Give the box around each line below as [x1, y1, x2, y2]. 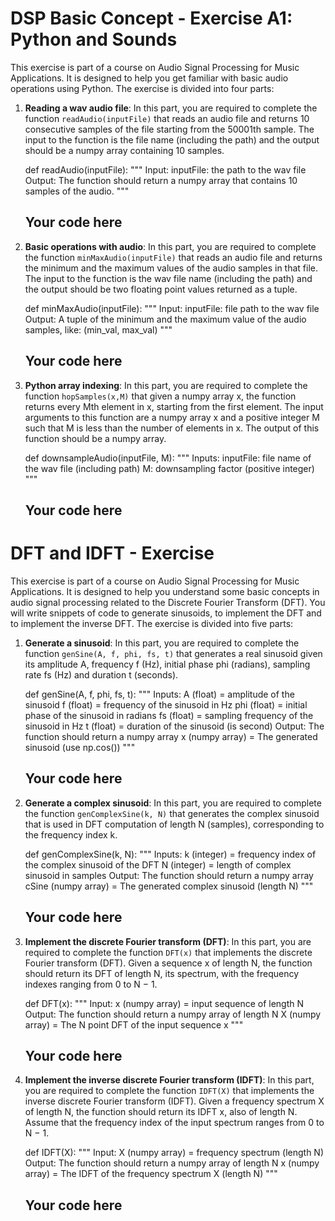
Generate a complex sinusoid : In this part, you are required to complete [24, 797, 322, 809]
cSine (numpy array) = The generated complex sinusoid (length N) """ [24, 880, 314, 892]
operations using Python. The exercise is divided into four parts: [10, 82, 275, 94]
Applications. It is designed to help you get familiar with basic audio [10, 72, 289, 84]
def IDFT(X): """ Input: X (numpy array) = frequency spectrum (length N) [24, 1147, 324, 1159]
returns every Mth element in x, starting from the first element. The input [24, 400, 324, 412]
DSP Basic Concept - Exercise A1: [10, 7, 293, 30]
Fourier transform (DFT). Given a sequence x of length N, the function [24, 957, 313, 969]
